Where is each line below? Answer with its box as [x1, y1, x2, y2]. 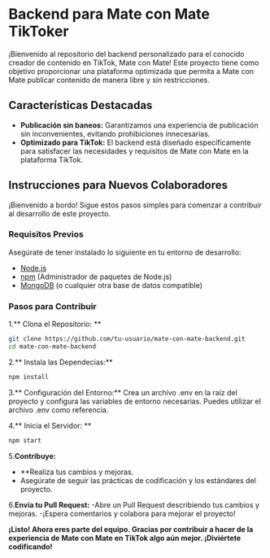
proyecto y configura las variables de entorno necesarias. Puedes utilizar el [8, 396, 262, 406]
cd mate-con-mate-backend [8, 342, 96, 351]
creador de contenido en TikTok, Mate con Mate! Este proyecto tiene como [8, 58, 259, 68]
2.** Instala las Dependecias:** [8, 357, 113, 367]
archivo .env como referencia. [8, 404, 109, 415]
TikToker [8, 22, 69, 41]
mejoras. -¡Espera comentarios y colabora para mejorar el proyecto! [8, 508, 236, 518]
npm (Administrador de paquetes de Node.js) [20, 272, 172, 281]
